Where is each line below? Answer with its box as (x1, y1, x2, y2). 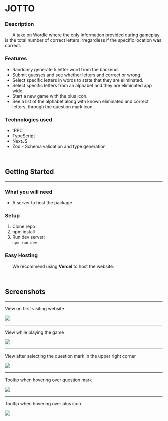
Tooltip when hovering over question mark (5, 377, 92, 383)
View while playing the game (5, 329, 64, 335)
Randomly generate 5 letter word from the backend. (12, 66, 119, 72)
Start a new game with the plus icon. (12, 93, 88, 99)
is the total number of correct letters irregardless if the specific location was (5, 37, 162, 43)
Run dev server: (12, 234, 45, 240)
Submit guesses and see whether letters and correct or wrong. (12, 72, 142, 78)
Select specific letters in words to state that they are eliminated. (12, 77, 144, 83)
